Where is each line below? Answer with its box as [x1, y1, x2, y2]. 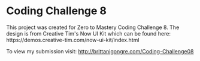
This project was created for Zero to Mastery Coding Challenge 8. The [6, 24, 180, 31]
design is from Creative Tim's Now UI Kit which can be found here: [6, 30, 171, 37]
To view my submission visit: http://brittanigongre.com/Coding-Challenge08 [6, 47, 194, 54]
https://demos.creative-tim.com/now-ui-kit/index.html [6, 36, 140, 43]
